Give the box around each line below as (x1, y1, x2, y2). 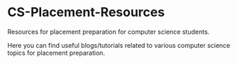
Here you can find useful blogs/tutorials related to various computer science (7, 41, 231, 49)
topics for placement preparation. (7, 49, 105, 57)
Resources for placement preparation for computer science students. (7, 27, 210, 36)
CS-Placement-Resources (7, 4, 165, 20)
